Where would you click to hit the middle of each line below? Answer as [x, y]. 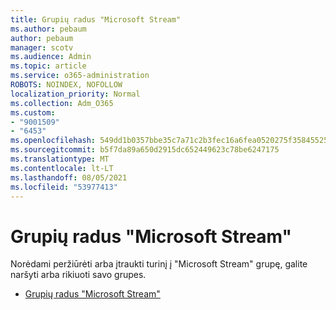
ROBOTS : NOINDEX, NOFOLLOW [66, 85]
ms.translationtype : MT [60, 159]
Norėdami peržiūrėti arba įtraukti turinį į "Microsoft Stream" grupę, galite [159, 264]
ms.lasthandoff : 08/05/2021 [69, 177]
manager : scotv [42, 47]
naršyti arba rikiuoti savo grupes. [78, 275]
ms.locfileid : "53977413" [64, 187]
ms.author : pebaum [48, 29]
